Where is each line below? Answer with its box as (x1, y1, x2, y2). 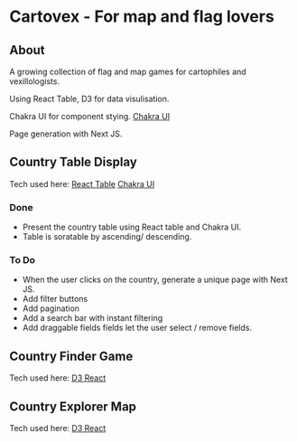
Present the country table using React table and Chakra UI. (22, 221, 242, 232)
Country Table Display (9, 155, 137, 170)
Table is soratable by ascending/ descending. (22, 231, 192, 242)
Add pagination (22, 303, 79, 314)
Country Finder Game (9, 348, 134, 363)
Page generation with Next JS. (9, 128, 123, 139)
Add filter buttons (22, 294, 88, 305)
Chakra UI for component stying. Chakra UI (9, 111, 171, 121)
